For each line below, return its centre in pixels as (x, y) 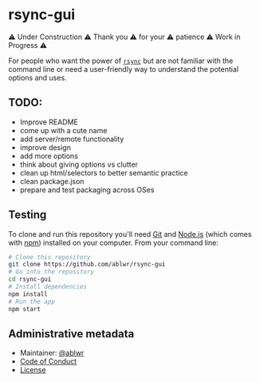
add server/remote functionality (72, 139)
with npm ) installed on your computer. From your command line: (114, 242)
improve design (45, 147)
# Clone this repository (49, 257)
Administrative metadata (71, 334)
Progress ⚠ (28, 45)
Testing (28, 215)
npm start (25, 309)
